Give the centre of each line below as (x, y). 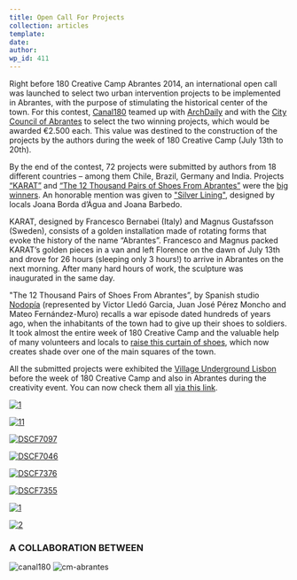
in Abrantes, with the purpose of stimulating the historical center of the (138, 102)
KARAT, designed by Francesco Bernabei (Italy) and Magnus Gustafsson (141, 221)
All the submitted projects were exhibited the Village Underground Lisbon (143, 369)
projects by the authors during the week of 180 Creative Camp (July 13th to (146, 140)
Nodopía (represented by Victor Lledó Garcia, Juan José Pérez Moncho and (148, 305)
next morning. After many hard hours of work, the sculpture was (126, 268)
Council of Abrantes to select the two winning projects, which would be (140, 121)
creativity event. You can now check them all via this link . (113, 387)
